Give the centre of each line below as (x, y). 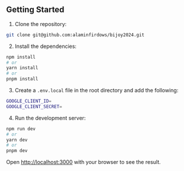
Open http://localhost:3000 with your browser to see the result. (84, 162)
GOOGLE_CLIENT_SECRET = (34, 107)
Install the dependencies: (46, 46)
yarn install (22, 68)
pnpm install (22, 79)
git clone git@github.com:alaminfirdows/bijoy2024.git (75, 35)
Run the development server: (50, 118)
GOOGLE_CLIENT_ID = (29, 101)
